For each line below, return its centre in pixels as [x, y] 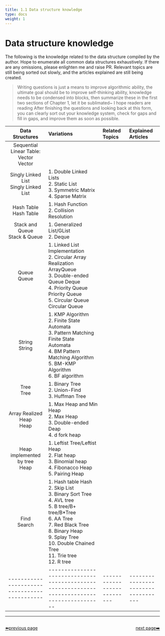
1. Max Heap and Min [73, 404]
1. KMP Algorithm [69, 315]
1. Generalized [65, 224]
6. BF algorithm [66, 376]
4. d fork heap [65, 435]
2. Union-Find [65, 390]
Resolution [60, 217]
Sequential [26, 145]
